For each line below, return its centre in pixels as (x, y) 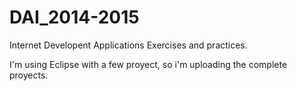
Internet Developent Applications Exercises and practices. (128, 45)
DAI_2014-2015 (74, 17)
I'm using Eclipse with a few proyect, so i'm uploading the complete (148, 64)
